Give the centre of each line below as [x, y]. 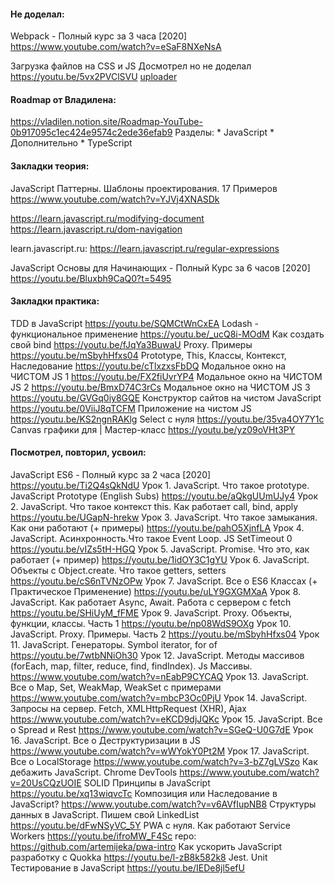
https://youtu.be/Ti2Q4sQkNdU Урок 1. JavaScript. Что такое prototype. [160, 486]
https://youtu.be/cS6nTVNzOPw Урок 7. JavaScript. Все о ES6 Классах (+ [164, 581]
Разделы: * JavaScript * [224, 132]
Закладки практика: [55, 301]
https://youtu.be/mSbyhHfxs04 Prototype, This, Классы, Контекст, [148, 355]
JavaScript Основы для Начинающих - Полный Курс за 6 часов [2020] [160, 267]
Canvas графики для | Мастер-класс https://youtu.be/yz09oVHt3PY [153, 429]
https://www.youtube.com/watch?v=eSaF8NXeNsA [116, 47]
